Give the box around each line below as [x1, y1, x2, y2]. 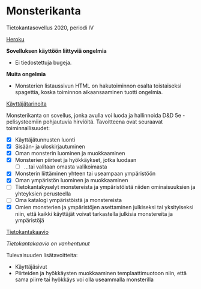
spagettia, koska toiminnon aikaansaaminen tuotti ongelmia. [14, 88, 163, 95]
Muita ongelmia [6, 70, 46, 77]
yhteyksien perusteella [14, 190, 71, 197]
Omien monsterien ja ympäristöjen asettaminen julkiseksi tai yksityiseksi [14, 203, 194, 210]
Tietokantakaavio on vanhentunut [6, 240, 90, 247]
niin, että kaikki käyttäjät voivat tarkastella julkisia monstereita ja [14, 210, 173, 217]
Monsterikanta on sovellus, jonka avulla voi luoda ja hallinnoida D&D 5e [6, 112, 182, 119]
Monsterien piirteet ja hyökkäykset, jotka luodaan [14, 156, 137, 164]
